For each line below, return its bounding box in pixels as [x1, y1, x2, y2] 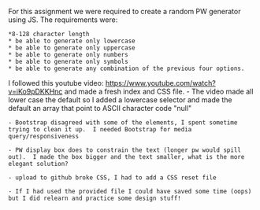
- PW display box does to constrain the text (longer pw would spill [8, 146, 242, 154]
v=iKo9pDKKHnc [8, 87, 63, 96]
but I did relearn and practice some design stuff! [8, 194, 181, 202]
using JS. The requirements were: [8, 15, 118, 24]
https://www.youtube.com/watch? [105, 79, 217, 87]
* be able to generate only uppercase [8, 44, 136, 52]
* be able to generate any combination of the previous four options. [8, 64, 245, 72]
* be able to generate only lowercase [8, 37, 136, 45]
